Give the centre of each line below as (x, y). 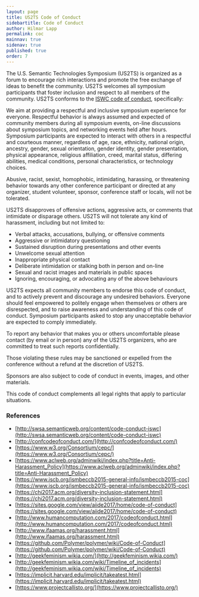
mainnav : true (24, 39)
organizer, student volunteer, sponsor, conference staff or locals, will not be (99, 191)
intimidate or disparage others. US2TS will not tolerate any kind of (87, 216)
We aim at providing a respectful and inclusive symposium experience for (96, 110)
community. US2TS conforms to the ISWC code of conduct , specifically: (95, 99)
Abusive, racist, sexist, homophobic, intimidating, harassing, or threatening (98, 179)
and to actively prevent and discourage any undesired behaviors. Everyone (98, 296)
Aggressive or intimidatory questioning (62, 240)
